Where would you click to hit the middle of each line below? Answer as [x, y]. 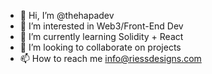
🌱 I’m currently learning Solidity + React [101, 36]
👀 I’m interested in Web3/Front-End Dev [101, 26]
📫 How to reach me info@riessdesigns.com [110, 58]
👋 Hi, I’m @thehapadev [67, 15]
